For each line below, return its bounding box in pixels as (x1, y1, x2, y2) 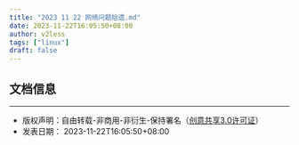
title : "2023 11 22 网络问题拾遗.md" (9, 12, 141, 22)
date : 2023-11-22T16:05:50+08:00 (9, 21, 133, 30)
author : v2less (9, 29, 66, 38)
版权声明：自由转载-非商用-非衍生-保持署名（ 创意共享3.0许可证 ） (21, 115, 263, 125)
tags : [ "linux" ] (9, 37, 69, 47)
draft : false (9, 46, 58, 55)
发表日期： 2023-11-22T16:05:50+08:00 (21, 125, 170, 136)
